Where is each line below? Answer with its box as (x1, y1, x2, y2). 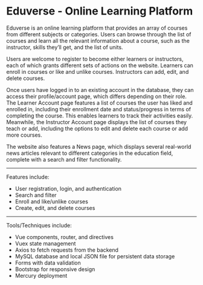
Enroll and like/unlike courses (14, 198, 89, 205)
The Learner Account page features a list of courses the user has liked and (6, 99, 193, 106)
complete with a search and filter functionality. (6, 156, 122, 163)
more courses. (6, 131, 42, 139)
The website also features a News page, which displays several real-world (6, 143, 192, 150)
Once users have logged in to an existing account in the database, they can (6, 86, 194, 93)
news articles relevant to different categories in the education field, (6, 149, 173, 157)
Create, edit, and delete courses (14, 204, 95, 211)
